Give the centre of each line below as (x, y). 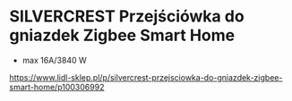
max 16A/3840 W (54, 60)
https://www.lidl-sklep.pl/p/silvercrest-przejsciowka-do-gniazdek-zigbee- (146, 77)
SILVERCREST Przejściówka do (127, 17)
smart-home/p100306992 (57, 87)
